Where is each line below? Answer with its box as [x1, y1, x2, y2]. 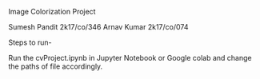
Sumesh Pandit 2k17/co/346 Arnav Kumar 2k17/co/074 [8, 22, 189, 31]
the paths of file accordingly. [8, 61, 103, 71]
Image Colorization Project [8, 7, 96, 16]
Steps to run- [8, 38, 52, 47]
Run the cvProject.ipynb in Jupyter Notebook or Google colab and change [8, 53, 252, 62]
